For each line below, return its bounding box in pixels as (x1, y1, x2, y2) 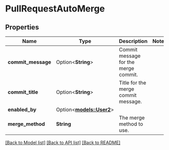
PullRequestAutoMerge (5, 3, 105, 14)
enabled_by (8, 106, 37, 113)
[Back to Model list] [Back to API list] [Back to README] (5, 139, 121, 145)
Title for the (119, 79, 147, 86)
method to (119, 120, 143, 127)
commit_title (8, 88, 39, 95)
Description (119, 38, 148, 44)
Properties (5, 23, 39, 31)
